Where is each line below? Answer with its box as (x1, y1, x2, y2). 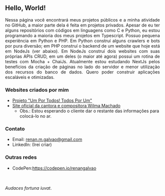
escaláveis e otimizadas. (5, 74, 55, 80)
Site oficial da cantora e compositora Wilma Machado (12, 103, 121, 109)
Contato (5, 125, 25, 132)
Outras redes (5, 154, 37, 161)
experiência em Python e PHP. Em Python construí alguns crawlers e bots (5, 38, 160, 44)
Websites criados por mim (5, 86, 69, 93)
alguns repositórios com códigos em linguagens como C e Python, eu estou (5, 27, 160, 33)
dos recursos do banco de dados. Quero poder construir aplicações (5, 69, 160, 75)
